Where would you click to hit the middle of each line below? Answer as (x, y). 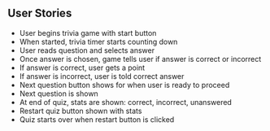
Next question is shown (59, 94)
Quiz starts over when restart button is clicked (97, 119)
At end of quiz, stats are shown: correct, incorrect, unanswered (126, 102)
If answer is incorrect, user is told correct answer (102, 76)
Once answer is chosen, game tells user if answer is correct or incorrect (140, 59)
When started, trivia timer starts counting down (98, 41)
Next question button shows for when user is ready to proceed (124, 85)
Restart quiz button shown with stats (81, 111)
